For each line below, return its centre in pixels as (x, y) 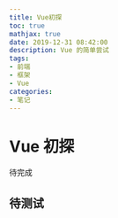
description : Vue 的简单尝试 (59, 51)
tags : (19, 58)
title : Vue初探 (36, 17)
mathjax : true (35, 34)
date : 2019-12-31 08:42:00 (59, 42)
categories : (31, 91)
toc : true (27, 26)
